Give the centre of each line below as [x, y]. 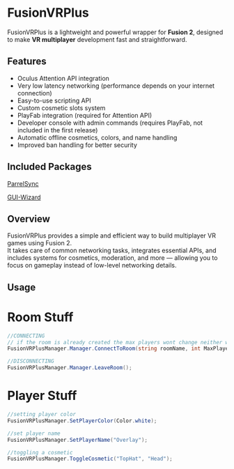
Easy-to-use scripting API [54, 100]
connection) [34, 93]
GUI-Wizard [24, 197]
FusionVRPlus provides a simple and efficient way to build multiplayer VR [111, 236]
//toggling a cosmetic [40, 452]
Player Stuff [42, 396]
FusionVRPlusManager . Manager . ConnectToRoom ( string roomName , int [104, 349]
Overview [29, 218]
